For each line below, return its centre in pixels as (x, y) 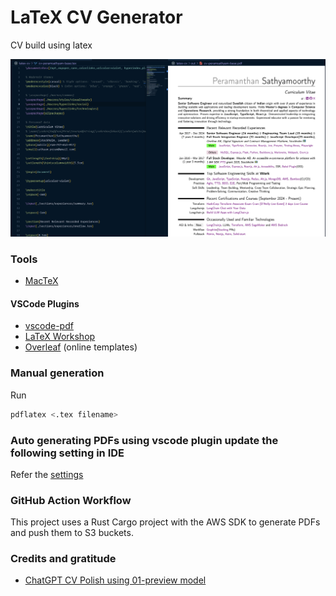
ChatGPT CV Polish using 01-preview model (115, 580)
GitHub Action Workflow (71, 500)
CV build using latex (51, 45)
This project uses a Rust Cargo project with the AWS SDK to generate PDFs (165, 522)
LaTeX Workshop (60, 337)
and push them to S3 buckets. (72, 533)
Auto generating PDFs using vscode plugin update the (144, 440)
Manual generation (57, 373)
